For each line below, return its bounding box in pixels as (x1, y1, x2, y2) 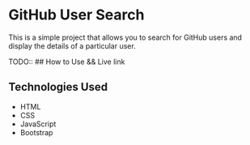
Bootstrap (19, 127, 53, 137)
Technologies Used (8, 80, 108, 94)
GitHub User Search (8, 6, 145, 24)
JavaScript (19, 119, 57, 129)
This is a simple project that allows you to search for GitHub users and (8, 32, 243, 42)
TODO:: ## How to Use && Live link (8, 57, 125, 66)
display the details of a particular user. (8, 41, 136, 50)
